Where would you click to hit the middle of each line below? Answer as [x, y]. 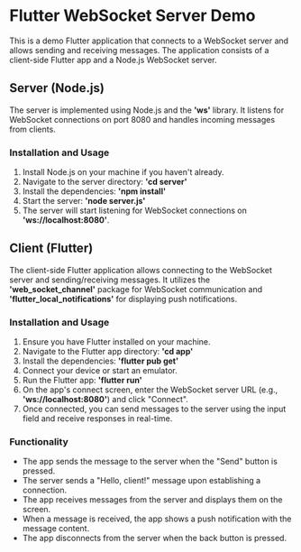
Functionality [39, 442]
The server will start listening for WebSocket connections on [135, 211]
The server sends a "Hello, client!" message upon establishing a [141, 481]
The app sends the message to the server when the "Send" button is [150, 462]
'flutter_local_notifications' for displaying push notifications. [123, 299]
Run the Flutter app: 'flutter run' [82, 381]
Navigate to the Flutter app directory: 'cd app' [108, 352]
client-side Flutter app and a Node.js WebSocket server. [114, 60]
